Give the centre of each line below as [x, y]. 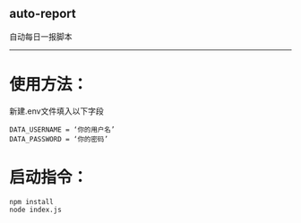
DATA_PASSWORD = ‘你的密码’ [59, 139]
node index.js [36, 210]
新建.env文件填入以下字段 [57, 111]
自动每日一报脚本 [41, 36]
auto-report [43, 14]
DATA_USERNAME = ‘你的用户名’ [62, 129]
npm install [31, 202]
